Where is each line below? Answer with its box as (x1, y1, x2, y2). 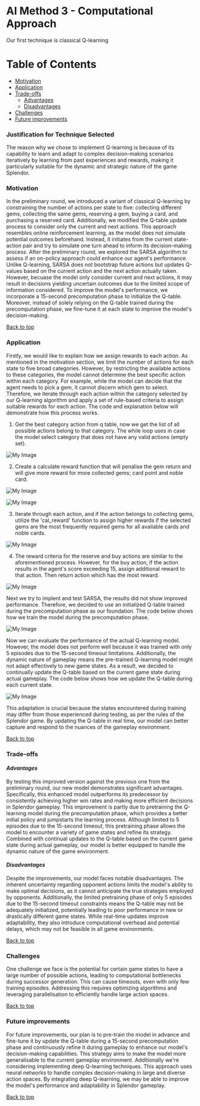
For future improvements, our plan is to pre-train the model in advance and (6, 1031, 190, 1038)
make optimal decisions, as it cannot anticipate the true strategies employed (6, 887, 194, 895)
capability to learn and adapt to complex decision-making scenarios (6, 150, 174, 158)
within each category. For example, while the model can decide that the (6, 377, 182, 385)
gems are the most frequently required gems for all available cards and (14, 523, 190, 530)
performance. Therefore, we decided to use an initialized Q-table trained (6, 601, 185, 608)
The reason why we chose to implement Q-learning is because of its (6, 144, 174, 151)
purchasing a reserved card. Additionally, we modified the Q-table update (6, 217, 187, 224)
